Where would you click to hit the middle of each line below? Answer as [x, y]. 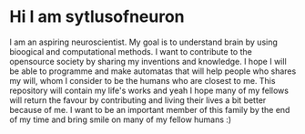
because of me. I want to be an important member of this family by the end [150, 109]
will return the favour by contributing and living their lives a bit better [138, 100]
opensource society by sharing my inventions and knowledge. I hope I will [148, 61]
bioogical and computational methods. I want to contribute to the [131, 51]
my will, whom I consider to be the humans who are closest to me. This [142, 80]
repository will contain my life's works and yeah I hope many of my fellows [149, 90]
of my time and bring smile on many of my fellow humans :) [121, 119]
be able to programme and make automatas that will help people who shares [153, 71]
